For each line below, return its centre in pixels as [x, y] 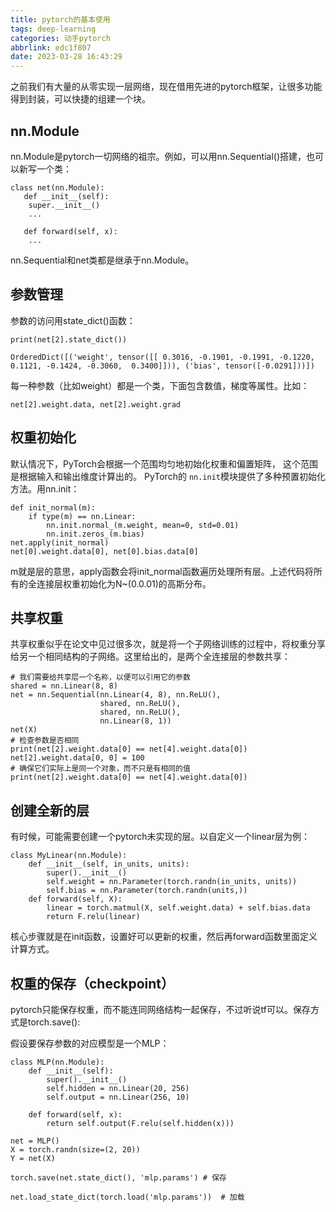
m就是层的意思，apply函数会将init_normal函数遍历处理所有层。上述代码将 [162, 571]
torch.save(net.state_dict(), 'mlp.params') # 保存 [118, 1178]
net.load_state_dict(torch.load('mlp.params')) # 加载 [127, 1197]
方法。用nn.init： [45, 488]
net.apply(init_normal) [60, 542]
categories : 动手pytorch [60, 38]
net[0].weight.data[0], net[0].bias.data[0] [104, 551]
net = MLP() [35, 1141]
